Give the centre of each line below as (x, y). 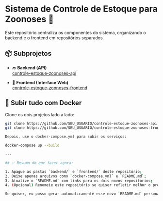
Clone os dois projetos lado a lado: (40, 114)
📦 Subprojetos (28, 54)
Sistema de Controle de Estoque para (81, 9)
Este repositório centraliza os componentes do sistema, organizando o (76, 32)
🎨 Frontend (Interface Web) (40, 82)
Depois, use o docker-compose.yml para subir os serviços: (66, 137)
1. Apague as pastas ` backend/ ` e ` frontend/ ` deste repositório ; (73, 171)
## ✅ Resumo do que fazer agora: (39, 163)
